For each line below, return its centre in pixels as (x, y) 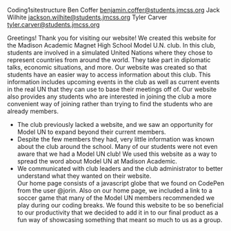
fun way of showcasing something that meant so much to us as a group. (120, 220)
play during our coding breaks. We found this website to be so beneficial (120, 205)
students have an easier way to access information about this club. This (109, 74)
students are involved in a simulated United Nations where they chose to (110, 52)
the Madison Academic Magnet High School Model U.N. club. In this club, (111, 45)
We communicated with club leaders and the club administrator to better (120, 169)
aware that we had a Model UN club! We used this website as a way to (117, 154)
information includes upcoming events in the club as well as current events (113, 82)
